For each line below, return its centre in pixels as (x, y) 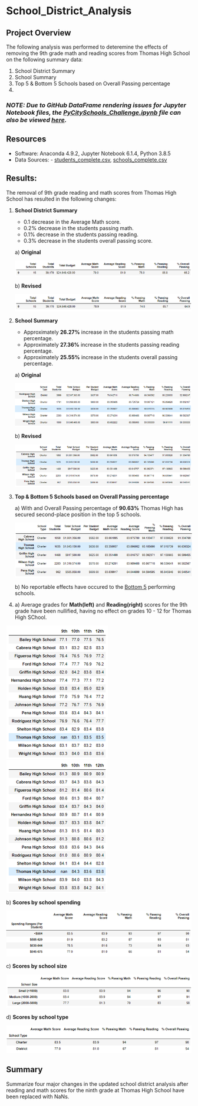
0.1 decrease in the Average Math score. (72, 222)
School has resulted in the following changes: (61, 199)
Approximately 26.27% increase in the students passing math (98, 332)
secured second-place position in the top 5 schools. (78, 514)
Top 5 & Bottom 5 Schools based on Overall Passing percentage (92, 83)
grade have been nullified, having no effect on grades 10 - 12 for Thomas (103, 611)
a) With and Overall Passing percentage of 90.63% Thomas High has (99, 508)
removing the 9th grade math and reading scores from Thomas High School (98, 53)
